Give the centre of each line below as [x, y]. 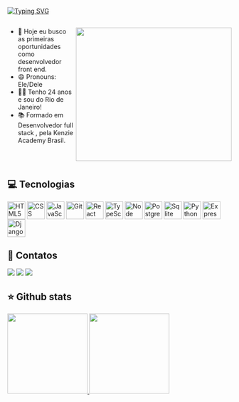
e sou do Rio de [41, 100]
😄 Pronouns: [37, 77]
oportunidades [39, 47]
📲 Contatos [33, 255]
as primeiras [36, 39]
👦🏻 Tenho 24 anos [45, 92]
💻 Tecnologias [41, 185]
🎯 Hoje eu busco [42, 31]
